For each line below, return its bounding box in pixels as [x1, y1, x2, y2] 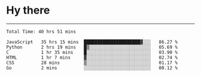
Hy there [6, 4, 50, 17]
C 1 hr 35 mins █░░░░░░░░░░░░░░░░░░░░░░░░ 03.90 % [6, 49, 178, 55]
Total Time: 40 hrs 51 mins [6, 28, 77, 34]
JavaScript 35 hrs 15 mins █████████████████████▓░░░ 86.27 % [6, 39, 178, 45]
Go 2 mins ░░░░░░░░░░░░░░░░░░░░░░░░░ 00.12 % [6, 65, 178, 71]
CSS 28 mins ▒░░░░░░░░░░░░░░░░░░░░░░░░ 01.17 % [6, 60, 178, 66]
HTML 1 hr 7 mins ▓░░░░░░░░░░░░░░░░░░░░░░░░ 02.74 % [6, 54, 178, 60]
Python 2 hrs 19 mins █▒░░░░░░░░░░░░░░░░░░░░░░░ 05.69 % [6, 44, 178, 50]
